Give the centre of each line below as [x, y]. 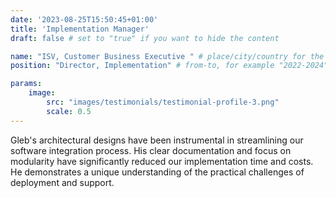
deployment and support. [62, 182]
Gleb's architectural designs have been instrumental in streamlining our [157, 140]
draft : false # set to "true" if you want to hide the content [145, 38]
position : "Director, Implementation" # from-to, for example [142, 66]
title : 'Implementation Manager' [80, 29]
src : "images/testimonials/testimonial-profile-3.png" [163, 102]
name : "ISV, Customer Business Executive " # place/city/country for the [167, 56]
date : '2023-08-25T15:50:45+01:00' [84, 19]
